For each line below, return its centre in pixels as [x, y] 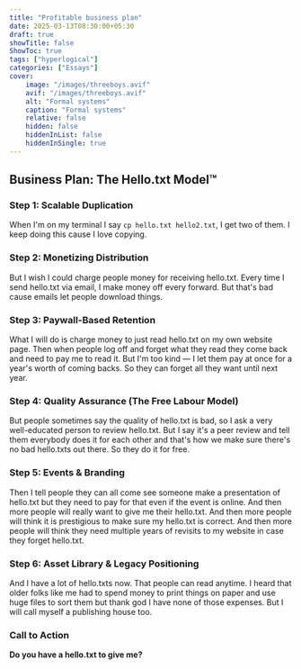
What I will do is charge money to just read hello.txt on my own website [141, 339]
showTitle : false [42, 43]
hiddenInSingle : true [66, 143]
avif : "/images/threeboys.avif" [86, 93]
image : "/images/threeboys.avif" [88, 85]
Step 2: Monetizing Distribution [79, 258]
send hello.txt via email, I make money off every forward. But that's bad [142, 287]
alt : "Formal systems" [68, 101]
